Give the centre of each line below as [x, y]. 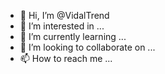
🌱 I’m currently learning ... [73, 36]
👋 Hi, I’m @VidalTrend [64, 15]
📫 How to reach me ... [66, 58]
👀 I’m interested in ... [62, 26]
